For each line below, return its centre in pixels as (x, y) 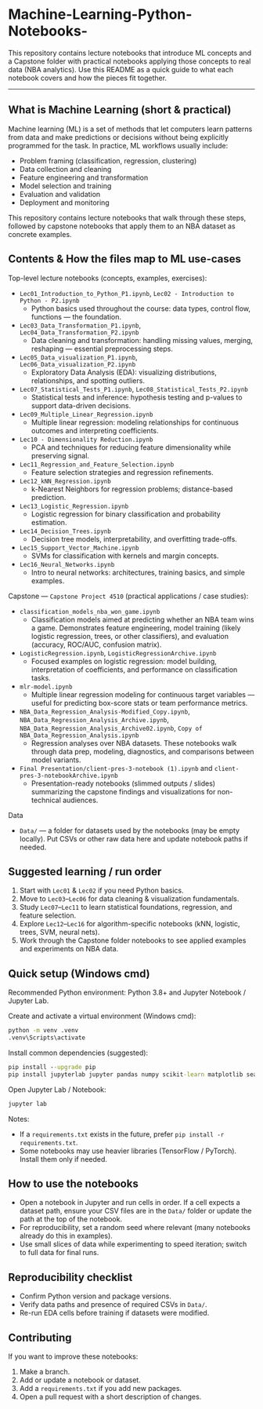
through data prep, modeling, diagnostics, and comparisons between (142, 751)
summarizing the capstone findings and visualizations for (123, 791)
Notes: (19, 1119)
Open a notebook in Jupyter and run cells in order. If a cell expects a (130, 1203)
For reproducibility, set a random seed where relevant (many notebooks (135, 1228)
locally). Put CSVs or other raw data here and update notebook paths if (133, 838)
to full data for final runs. (59, 1253)
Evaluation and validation (60, 194)
